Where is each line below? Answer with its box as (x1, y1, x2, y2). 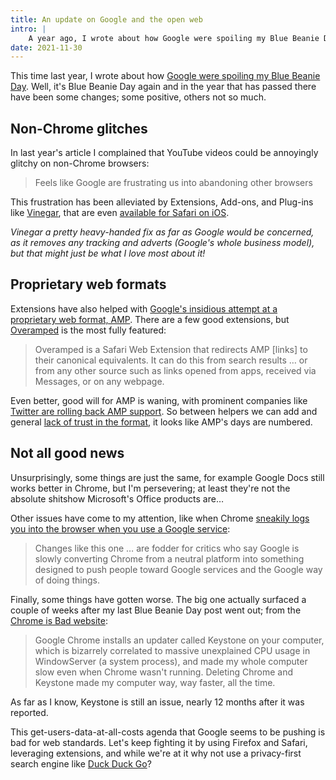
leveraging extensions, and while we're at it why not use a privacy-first (10, 747, 302, 759)
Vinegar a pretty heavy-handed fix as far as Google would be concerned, (10, 226, 315, 238)
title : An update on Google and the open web (10, 14, 203, 25)
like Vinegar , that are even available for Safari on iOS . (10, 207, 230, 219)
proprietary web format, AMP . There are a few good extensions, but (10, 313, 290, 325)
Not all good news (10, 445, 125, 462)
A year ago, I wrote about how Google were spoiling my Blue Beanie (28, 33, 320, 43)
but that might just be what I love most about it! (10, 247, 206, 260)
